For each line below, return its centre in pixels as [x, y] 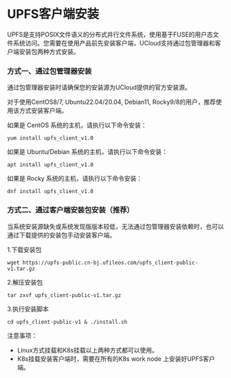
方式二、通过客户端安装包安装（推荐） [70, 210]
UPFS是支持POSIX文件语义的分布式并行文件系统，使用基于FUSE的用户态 [110, 34]
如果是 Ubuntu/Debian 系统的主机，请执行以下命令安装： [88, 152]
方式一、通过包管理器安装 [49, 71]
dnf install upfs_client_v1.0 [51, 192]
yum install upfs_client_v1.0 [51, 138]
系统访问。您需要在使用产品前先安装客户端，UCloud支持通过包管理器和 [114, 43]
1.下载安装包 [24, 249]
